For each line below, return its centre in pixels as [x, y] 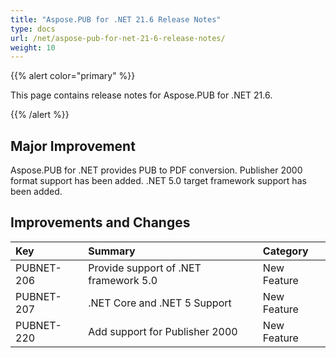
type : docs [33, 29]
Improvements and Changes [100, 222]
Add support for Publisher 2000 [163, 331]
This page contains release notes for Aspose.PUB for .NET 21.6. [141, 95]
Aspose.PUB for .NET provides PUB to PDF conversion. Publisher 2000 [156, 170]
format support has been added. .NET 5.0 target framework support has [158, 181]
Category [285, 251]
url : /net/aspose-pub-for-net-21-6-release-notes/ [118, 38]
